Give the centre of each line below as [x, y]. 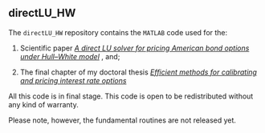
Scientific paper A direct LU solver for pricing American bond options [135, 48]
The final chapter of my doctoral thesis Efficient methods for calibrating [138, 72]
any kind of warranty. [43, 104]
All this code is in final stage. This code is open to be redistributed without [131, 96]
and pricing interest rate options [73, 80]
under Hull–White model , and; [70, 56]
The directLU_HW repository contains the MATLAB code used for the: [118, 32]
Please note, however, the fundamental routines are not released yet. [122, 120]
